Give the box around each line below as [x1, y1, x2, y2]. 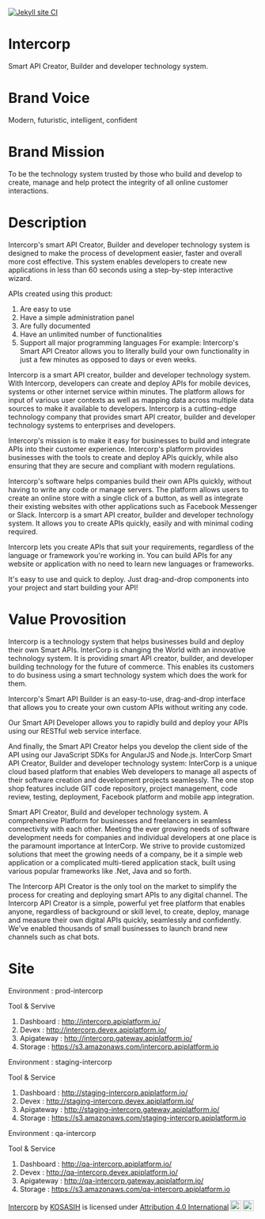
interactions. [8, 186, 49, 196]
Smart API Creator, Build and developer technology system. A [8, 807, 209, 817]
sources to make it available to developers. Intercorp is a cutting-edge [8, 404, 237, 413]
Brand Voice [8, 89, 90, 107]
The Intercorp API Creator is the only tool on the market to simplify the [8, 881, 237, 891]
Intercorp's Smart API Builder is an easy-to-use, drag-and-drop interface [8, 693, 246, 704]
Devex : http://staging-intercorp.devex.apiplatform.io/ [19, 1096, 195, 1106]
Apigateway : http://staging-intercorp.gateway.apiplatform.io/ [19, 1104, 220, 1114]
